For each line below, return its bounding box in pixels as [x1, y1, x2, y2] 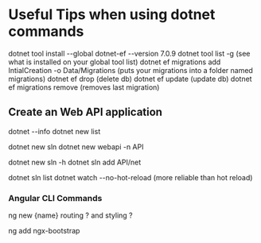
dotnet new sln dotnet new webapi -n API [8, 141, 144, 152]
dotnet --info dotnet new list [8, 126, 101, 136]
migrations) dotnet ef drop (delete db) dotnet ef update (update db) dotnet [8, 74, 252, 83]
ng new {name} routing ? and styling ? [8, 210, 133, 220]
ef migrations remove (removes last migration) [8, 82, 160, 92]
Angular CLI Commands [8, 192, 103, 203]
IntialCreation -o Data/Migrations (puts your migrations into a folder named [8, 65, 253, 75]
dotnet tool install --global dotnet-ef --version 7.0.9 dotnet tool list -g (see [8, 48, 251, 58]
